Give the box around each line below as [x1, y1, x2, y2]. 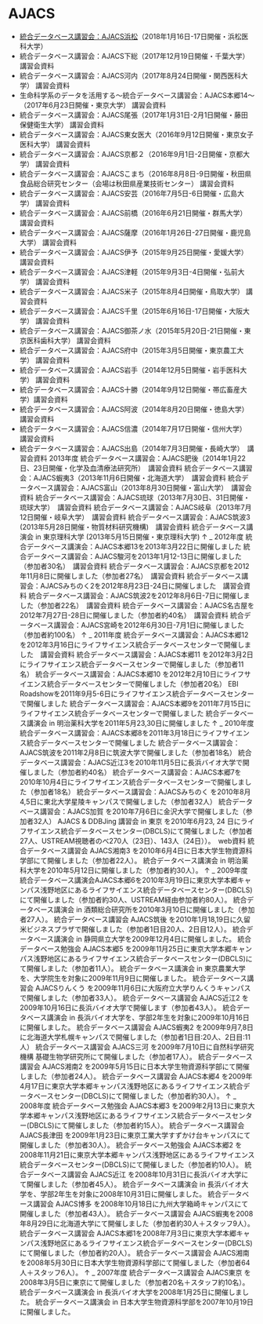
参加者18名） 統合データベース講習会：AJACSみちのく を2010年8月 [33, 786, 251, 797]
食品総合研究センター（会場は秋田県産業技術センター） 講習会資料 [19, 178, 235, 188]
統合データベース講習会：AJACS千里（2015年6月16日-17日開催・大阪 [19, 306, 243, 315]
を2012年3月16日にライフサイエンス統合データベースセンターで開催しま [19, 640, 252, 649]
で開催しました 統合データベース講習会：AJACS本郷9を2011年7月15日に [19, 698, 252, 708]
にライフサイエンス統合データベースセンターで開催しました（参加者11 [19, 659, 244, 669]
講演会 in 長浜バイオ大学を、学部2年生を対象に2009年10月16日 [46, 1012, 250, 1022]
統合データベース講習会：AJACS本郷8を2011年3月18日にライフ [19, 728, 223, 738]
